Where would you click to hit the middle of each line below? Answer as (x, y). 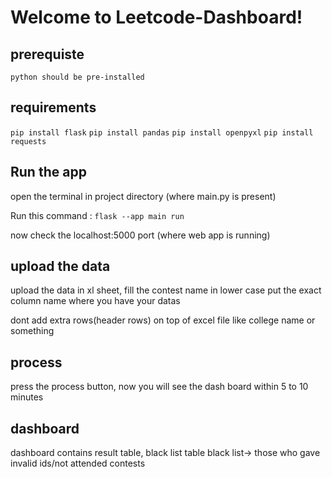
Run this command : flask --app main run (97, 215)
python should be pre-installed (77, 77)
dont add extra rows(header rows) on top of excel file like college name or (163, 320)
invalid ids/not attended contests (78, 463)
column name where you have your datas (95, 301)
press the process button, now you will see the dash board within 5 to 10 (159, 387)
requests (28, 141)
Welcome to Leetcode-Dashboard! (156, 17)
